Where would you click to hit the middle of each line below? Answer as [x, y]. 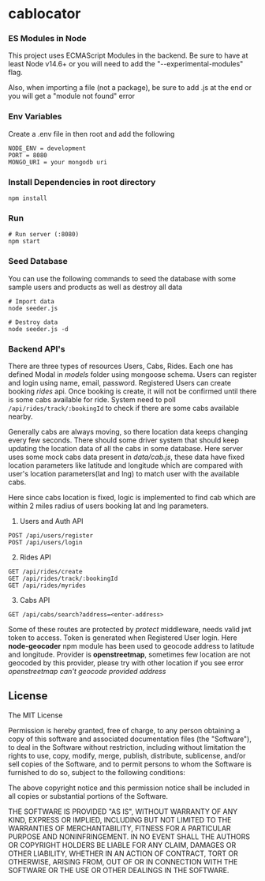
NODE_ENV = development [47, 148]
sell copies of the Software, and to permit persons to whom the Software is [130, 764]
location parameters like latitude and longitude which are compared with [125, 465]
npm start [24, 242]
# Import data [32, 301]
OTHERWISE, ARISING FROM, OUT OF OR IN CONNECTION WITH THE [123, 861]
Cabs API [35, 600]
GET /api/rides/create [45, 571]
